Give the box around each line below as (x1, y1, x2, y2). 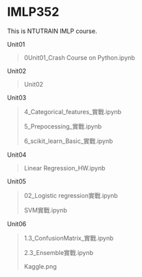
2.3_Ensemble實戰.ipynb (23, 248, 94, 256)
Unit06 (7, 219, 27, 228)
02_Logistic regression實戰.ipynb (23, 191, 118, 199)
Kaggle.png (23, 262, 57, 270)
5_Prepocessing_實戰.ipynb (23, 122, 102, 131)
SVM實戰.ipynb (23, 206, 67, 214)
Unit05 (7, 177, 26, 186)
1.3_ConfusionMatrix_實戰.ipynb (23, 234, 114, 242)
